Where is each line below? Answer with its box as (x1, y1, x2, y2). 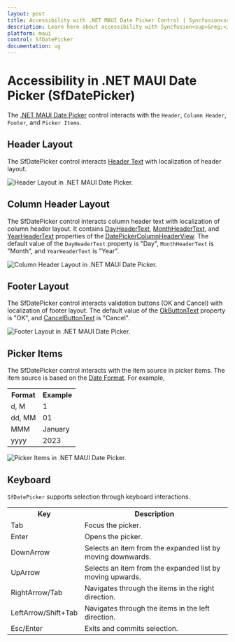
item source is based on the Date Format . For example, (7, 373, 166, 382)
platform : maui (7, 29, 52, 37)
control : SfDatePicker (7, 36, 73, 43)
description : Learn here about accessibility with (7, 23, 158, 30)
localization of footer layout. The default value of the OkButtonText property (7, 306, 226, 315)
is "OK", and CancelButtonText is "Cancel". (7, 314, 131, 322)
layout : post (7, 10, 45, 17)
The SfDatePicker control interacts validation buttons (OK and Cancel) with (7, 299, 223, 308)
